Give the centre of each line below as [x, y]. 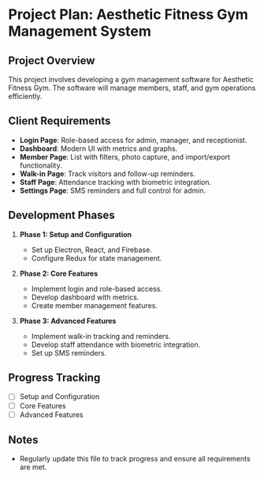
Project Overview [52, 60]
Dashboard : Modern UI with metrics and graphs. [99, 149]
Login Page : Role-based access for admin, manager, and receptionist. [133, 140]
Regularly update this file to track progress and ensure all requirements [135, 459]
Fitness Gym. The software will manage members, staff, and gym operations [132, 88]
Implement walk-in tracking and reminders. [101, 336]
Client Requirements [59, 121]
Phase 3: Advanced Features [68, 321]
